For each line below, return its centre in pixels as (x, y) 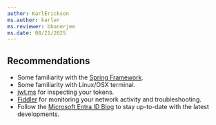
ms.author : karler (33, 20)
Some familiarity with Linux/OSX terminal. (76, 85)
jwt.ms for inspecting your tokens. (66, 92)
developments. (38, 114)
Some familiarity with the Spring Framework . (80, 77)
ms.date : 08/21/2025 (37, 33)
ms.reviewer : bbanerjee (41, 26)
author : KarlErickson (38, 13)
